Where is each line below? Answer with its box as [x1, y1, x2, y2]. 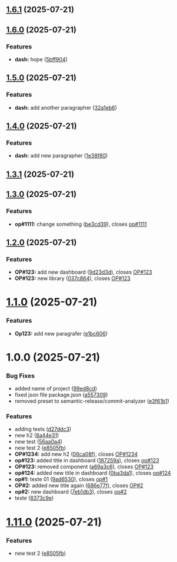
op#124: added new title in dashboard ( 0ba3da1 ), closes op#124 [14, 469, 171, 476]
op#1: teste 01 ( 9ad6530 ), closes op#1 [14, 476, 108, 483]
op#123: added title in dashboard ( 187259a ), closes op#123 [14, 457, 159, 464]
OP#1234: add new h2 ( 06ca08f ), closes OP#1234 [14, 451, 138, 458]
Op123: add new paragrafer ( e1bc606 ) [14, 330, 108, 337]
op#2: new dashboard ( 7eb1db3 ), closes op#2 [14, 488, 128, 495]
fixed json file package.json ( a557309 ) [14, 392, 108, 399]
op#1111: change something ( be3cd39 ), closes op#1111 [14, 221, 147, 228]
